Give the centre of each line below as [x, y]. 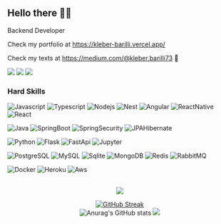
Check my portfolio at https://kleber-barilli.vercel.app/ [87, 44]
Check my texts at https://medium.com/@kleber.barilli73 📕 [93, 58]
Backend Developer [36, 30]
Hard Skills [26, 91]
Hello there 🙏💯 [40, 13]
